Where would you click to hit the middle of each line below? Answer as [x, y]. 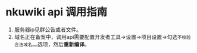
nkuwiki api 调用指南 [57, 12]
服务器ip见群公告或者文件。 [48, 29]
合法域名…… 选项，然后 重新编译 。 [52, 44]
